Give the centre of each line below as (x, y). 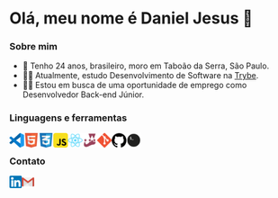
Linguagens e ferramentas (68, 118)
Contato (27, 161)
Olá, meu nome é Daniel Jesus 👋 (131, 18)
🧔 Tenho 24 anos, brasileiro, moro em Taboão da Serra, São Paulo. (146, 66)
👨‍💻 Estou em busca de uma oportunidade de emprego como (135, 85)
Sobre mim (34, 47)
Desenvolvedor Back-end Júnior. (83, 94)
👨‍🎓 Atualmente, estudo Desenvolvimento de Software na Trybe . (140, 76)
